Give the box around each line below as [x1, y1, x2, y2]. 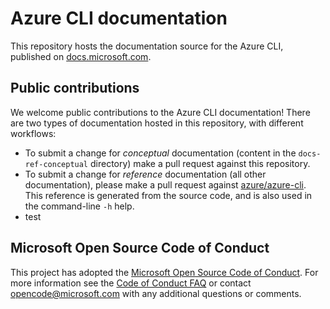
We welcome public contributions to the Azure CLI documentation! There [10, 106, 311, 118]
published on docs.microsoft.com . [10, 50, 152, 62]
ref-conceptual [24, 159, 89, 169]
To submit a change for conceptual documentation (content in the [24, 147, 297, 159]
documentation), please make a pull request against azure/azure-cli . [24, 178, 307, 191]
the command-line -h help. [24, 200, 135, 212]
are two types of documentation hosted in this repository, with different [10, 117, 304, 129]
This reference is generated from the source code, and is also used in [24, 189, 313, 201]
